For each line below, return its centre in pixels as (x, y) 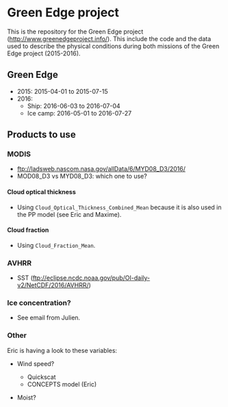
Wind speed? (36, 363)
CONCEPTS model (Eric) (62, 384)
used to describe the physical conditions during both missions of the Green (113, 46)
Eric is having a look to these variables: (62, 350)
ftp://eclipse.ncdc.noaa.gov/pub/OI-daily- (91, 278)
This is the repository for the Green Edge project (75, 31)
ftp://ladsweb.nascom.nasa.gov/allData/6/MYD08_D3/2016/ (101, 169)
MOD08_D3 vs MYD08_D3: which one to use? (82, 176)
